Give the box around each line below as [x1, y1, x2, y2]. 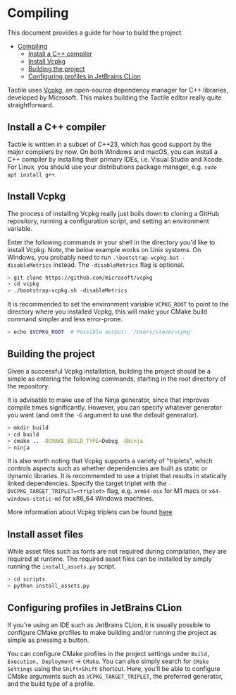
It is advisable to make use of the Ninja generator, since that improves [7, 396, 210, 404]
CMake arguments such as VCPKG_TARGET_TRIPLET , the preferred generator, [7, 672, 223, 680]
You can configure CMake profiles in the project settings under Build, [7, 649, 211, 658]
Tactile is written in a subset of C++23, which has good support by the [7, 140, 212, 148]
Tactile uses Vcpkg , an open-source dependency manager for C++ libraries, [7, 85, 229, 94]
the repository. [7, 381, 50, 390]
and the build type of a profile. [7, 679, 95, 688]
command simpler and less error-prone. [7, 315, 123, 323]
